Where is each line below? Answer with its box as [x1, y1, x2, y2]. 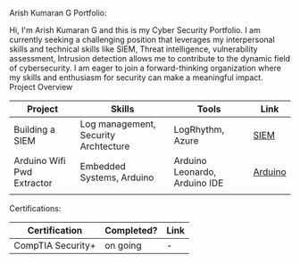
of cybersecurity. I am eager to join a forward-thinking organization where [9, 62, 281, 73]
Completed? [104, 225, 158, 236]
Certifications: [9, 203, 62, 213]
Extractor [13, 177, 53, 189]
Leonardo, [173, 166, 217, 177]
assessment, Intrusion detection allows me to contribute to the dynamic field [9, 53, 291, 63]
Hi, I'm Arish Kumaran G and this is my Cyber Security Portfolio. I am [9, 25, 261, 35]
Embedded [79, 160, 127, 172]
